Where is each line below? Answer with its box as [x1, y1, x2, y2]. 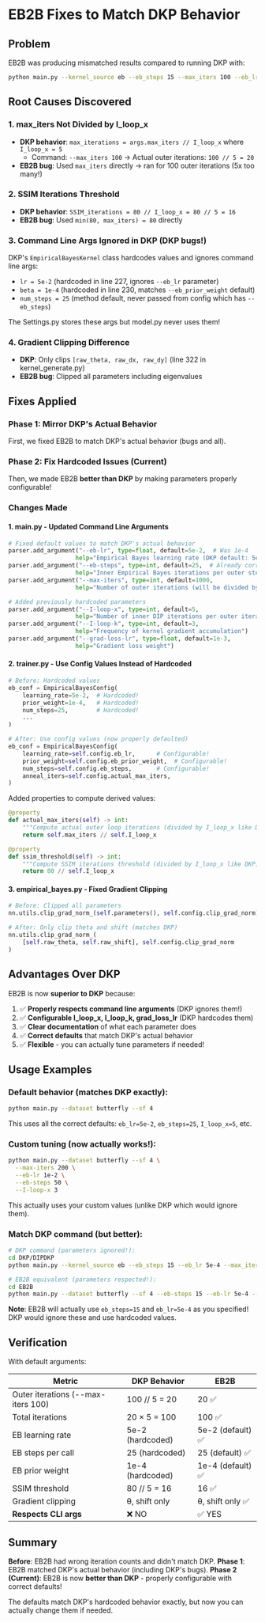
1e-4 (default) [196, 1460, 252, 1471]
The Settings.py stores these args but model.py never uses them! [8, 317, 221, 327]
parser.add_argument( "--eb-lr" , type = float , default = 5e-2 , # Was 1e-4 [8, 547, 248, 555]
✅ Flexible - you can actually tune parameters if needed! [19, 1039, 205, 1049]
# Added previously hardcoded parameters [8, 597, 147, 606]
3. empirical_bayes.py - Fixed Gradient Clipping [8, 884, 168, 893]
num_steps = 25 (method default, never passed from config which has [19, 294, 246, 303]
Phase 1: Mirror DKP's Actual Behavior [8, 418, 158, 429]
